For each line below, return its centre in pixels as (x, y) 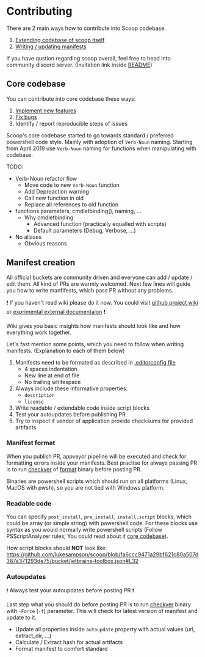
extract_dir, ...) (33, 636)
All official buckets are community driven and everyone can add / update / (99, 277)
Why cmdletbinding (49, 217)
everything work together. (39, 332)
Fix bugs (26, 117)
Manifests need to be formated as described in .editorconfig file (95, 362)
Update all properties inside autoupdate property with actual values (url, (105, 630)
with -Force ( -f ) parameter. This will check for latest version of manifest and (102, 611)
